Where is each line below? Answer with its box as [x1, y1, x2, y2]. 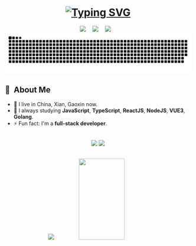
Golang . [13, 113, 34, 120]
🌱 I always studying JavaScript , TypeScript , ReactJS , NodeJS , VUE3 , [13, 107, 185, 114]
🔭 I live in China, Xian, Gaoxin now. [13, 100, 98, 107]
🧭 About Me [5, 85, 51, 95]
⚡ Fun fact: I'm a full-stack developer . [13, 120, 107, 127]
